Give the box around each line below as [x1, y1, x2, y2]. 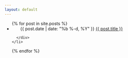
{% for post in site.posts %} [11, 20, 68, 26]
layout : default [4, 7, 38, 12]
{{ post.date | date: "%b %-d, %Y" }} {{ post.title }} [20, 25, 123, 32]
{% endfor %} [11, 48, 40, 54]
